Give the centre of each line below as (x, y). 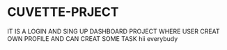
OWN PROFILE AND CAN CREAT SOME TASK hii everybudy (93, 38)
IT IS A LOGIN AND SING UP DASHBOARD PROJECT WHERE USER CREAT (114, 31)
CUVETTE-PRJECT (63, 12)
